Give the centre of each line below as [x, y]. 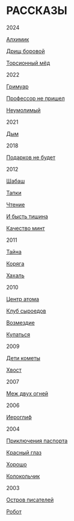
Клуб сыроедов [26, 311]
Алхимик [18, 39]
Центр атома [23, 299]
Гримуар [17, 87]
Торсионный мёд [28, 63]
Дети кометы [23, 358]
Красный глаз [24, 452]
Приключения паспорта [37, 441]
